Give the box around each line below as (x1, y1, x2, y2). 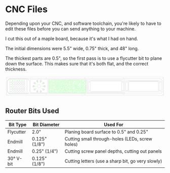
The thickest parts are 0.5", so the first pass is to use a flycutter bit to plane (5, 55, 162, 61)
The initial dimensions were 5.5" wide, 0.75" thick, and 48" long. (5, 45, 139, 51)
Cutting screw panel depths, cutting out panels (64, 148, 162, 154)
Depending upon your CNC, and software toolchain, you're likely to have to (5, 20, 162, 26)
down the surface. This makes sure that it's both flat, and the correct (5, 60, 149, 66)
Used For (103, 121, 124, 127)
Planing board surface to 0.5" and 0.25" (64, 128, 148, 135)
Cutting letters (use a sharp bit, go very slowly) (64, 158, 162, 164)
